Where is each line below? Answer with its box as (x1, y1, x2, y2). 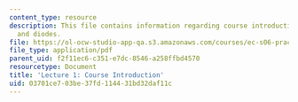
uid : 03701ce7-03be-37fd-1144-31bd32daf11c (9, 79, 173, 88)
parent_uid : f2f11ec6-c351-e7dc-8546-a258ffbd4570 (9, 54, 200, 63)
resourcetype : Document (9, 63, 98, 72)
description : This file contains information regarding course (9, 21, 248, 30)
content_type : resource (9, 12, 98, 22)
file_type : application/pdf (9, 46, 114, 55)
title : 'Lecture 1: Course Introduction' (9, 71, 165, 80)
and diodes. (17, 29, 62, 38)
